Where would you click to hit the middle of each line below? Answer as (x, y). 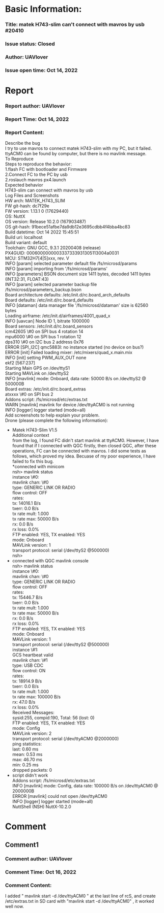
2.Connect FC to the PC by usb (36, 175)
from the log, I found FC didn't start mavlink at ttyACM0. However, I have (85, 440)
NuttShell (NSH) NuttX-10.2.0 (41, 807)
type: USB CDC (28, 665)
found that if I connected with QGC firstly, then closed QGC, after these (84, 446)
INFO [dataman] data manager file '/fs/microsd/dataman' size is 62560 (77, 305)
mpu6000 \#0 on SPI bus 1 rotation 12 (43, 337)
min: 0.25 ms (25, 765)
